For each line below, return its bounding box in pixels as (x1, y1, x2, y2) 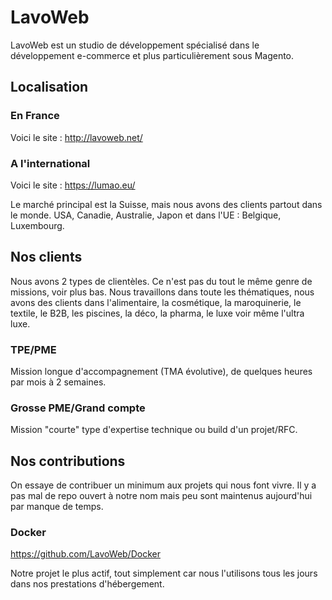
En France (10, 109, 60, 123)
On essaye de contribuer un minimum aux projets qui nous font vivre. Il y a (10, 479, 317, 491)
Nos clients (10, 249, 83, 266)
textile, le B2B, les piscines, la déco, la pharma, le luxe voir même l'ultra (10, 307, 305, 319)
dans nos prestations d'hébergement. (10, 578, 165, 590)
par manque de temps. (10, 501, 104, 513)
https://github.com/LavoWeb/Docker (10, 548, 161, 560)
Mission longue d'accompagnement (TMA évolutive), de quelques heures (10, 366, 313, 378)
